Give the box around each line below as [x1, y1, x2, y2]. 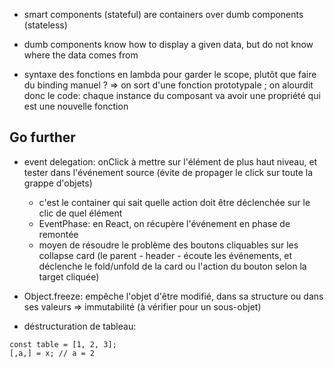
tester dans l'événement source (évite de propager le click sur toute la [23, 166, 314, 178]
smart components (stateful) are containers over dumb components [23, 9, 304, 20]
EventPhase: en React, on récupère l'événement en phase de [38, 217, 291, 229]
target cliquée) [38, 270, 100, 283]
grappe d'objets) [23, 177, 93, 189]
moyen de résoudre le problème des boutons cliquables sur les [38, 239, 299, 251]
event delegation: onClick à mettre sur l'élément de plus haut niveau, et [23, 155, 318, 168]
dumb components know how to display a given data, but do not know [23, 39, 314, 50]
